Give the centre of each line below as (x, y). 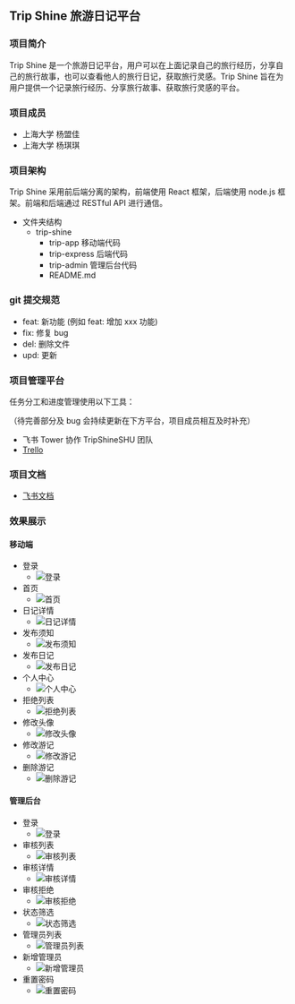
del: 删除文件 (46, 344)
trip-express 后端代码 (88, 254)
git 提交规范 (35, 300)
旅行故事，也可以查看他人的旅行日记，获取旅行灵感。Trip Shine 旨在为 (154, 76)
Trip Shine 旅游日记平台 (75, 16)
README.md (72, 275)
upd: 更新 (40, 355)
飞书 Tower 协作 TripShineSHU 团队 (88, 439)
